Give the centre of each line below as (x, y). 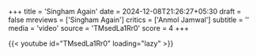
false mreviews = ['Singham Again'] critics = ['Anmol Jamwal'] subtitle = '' (129, 20)
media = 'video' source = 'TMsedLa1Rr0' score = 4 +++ (99, 28)
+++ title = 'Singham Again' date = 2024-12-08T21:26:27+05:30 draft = (125, 11)
